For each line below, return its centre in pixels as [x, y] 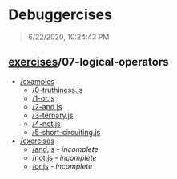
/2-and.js [47, 106]
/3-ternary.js [52, 115]
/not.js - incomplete [64, 157]
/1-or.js [43, 98]
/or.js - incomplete [62, 166]
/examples [37, 81]
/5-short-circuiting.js [66, 132]
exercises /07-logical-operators [88, 62]
